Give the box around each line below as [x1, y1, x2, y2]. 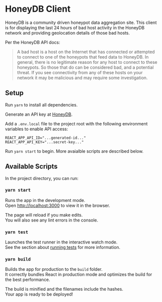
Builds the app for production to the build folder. [5, 266, 103, 272]
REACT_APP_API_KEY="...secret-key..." [5, 140, 84, 144]
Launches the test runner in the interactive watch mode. [5, 239, 118, 245]
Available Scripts [5, 162, 58, 171]
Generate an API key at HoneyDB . [5, 111, 73, 117]
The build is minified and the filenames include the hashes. [5, 286, 123, 292]
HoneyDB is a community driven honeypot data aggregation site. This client [5, 20, 157, 25]
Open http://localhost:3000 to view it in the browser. [5, 202, 110, 208]
